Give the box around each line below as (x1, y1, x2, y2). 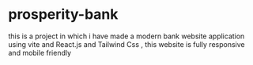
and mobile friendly (8, 48, 72, 57)
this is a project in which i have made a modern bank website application (8, 31, 245, 41)
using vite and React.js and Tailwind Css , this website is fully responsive (8, 39, 245, 49)
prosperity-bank (8, 5, 119, 23)
